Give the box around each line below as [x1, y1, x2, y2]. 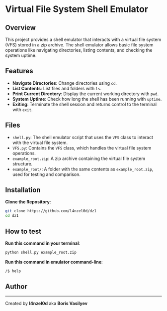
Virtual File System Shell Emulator [5, 3, 148, 15]
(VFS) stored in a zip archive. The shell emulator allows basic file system [5, 42, 154, 48]
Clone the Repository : [5, 199, 51, 205]
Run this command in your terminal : [5, 240, 81, 246]
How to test [5, 227, 41, 235]
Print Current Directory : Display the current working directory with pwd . [12, 91, 159, 97]
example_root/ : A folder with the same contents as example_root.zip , [12, 166, 154, 172]
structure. [12, 160, 33, 166]
